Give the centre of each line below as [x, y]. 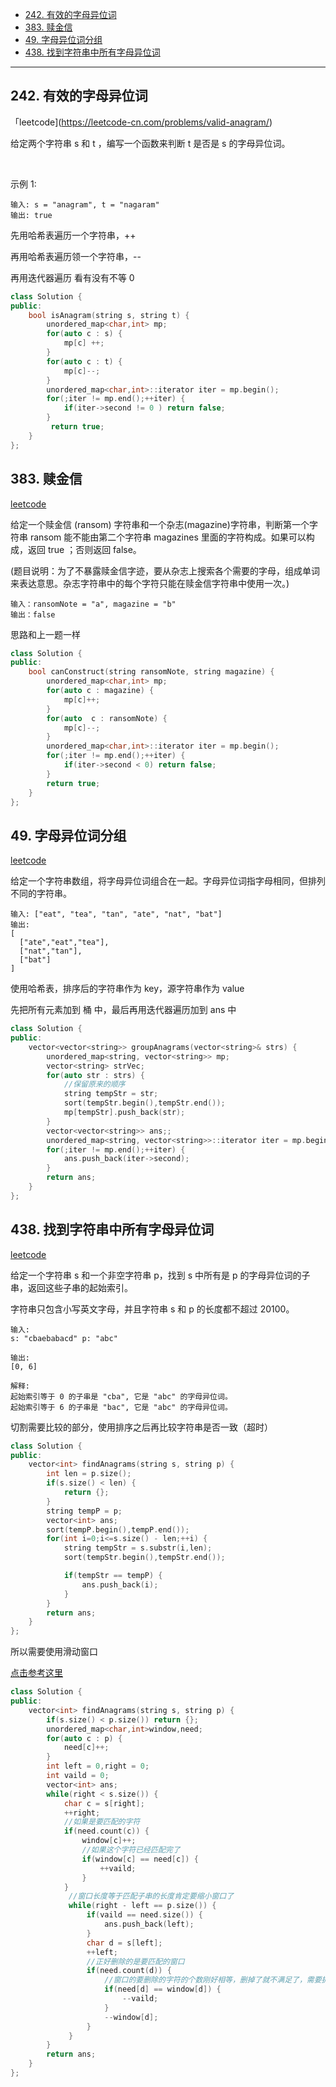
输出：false [33, 614]
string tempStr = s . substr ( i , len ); [138, 1548]
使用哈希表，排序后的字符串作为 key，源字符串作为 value [127, 989]
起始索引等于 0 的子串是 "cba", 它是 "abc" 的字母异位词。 [121, 1396]
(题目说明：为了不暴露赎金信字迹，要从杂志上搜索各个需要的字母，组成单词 [165, 570]
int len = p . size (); [89, 1474]
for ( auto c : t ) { [84, 361]
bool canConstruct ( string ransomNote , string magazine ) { [151, 672]
